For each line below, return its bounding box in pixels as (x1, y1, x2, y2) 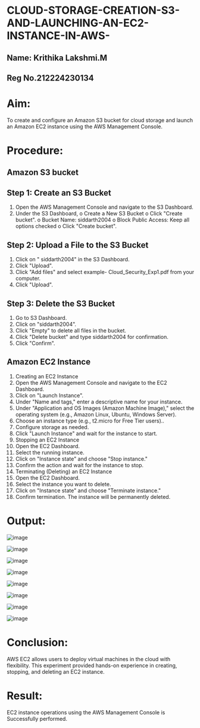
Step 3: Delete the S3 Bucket (7, 298, 115, 309)
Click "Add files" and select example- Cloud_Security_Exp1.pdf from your (15, 269, 195, 276)
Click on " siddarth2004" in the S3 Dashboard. (15, 256, 130, 263)
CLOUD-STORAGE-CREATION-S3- (7, 4, 180, 17)
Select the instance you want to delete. (15, 480, 111, 488)
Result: (7, 689, 43, 702)
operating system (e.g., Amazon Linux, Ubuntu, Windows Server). (15, 411, 177, 418)
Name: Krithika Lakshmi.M (7, 53, 108, 63)
